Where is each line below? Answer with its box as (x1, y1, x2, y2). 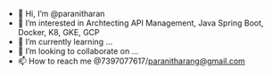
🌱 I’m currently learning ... (17, 36, 113, 47)
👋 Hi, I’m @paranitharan (17, 9, 105, 19)
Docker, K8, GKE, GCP (17, 27, 100, 37)
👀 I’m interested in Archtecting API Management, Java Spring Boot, (17, 18, 265, 28)
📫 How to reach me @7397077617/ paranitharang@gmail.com (17, 56, 245, 66)
